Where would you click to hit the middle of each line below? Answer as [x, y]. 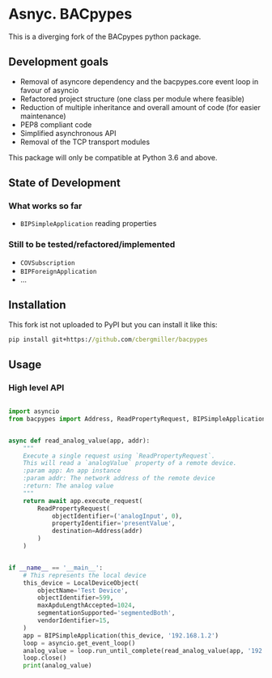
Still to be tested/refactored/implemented [92, 245]
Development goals [59, 62]
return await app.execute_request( [83, 501]
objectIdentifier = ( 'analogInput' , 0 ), [117, 516]
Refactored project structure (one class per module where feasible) [132, 99]
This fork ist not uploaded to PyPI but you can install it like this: [113, 324]
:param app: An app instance [72, 471]
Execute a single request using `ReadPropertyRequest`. [119, 456]
